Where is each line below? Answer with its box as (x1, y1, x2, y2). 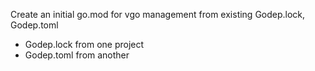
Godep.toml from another (24, 49, 130, 61)
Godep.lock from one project (24, 39, 145, 50)
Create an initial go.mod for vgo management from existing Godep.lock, (10, 9, 306, 20)
